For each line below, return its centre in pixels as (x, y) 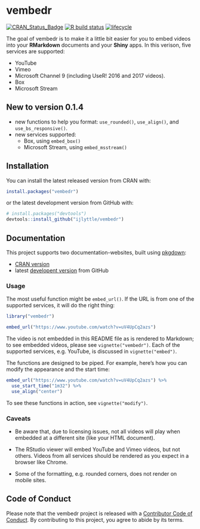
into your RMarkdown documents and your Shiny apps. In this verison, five (99, 45)
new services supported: (45, 134)
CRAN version (32, 264)
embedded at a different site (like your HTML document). (85, 437)
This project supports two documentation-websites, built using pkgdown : (96, 253)
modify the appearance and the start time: (58, 370)
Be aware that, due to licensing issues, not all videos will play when (97, 431)
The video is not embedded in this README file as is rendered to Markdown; (100, 338)
